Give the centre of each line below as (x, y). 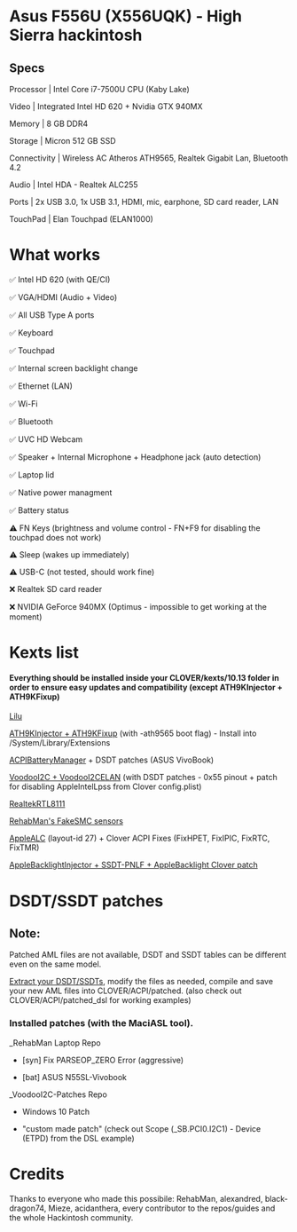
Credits (37, 1174)
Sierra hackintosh (76, 35)
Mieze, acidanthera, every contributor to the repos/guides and (162, 1208)
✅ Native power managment (61, 492)
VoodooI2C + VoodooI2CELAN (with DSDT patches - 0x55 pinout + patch (143, 778)
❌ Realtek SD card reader (56, 588)
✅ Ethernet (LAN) (41, 386)
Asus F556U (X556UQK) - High (125, 16)
